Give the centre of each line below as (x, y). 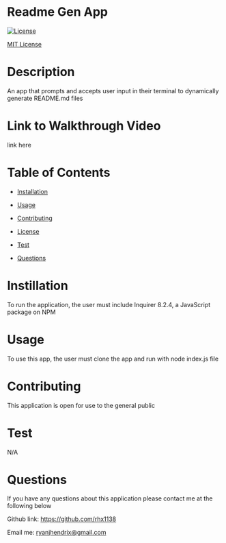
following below (29, 506)
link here (19, 145)
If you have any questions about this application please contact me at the (110, 498)
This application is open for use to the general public (81, 405)
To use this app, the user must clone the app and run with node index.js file (113, 359)
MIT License (25, 44)
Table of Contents (59, 173)
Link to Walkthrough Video (84, 126)
